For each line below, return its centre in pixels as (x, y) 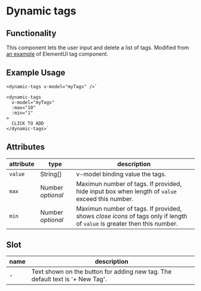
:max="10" (24, 107)
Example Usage (36, 73)
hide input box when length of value (126, 191)
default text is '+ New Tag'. (69, 279)
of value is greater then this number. (127, 223)
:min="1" (22, 113)
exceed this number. (104, 199)
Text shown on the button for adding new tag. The (101, 272)
